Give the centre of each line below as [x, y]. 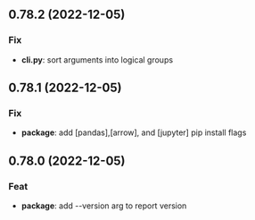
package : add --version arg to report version [104, 206]
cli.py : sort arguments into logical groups [97, 59]
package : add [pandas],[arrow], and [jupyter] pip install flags [134, 132]
